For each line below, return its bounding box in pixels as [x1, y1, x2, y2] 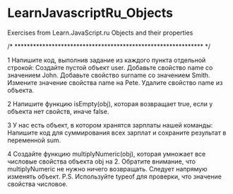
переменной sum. [7, 136, 61, 144]
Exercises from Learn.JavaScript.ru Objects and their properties [7, 28, 193, 37]
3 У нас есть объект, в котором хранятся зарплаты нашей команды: [7, 120, 213, 129]
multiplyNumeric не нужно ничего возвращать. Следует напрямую [7, 164, 208, 173]
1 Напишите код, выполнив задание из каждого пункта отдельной [7, 55, 206, 64]
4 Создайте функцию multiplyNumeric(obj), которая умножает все [7, 149, 206, 158]
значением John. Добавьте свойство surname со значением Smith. [7, 71, 210, 79]
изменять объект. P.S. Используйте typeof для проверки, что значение [7, 172, 222, 181]
